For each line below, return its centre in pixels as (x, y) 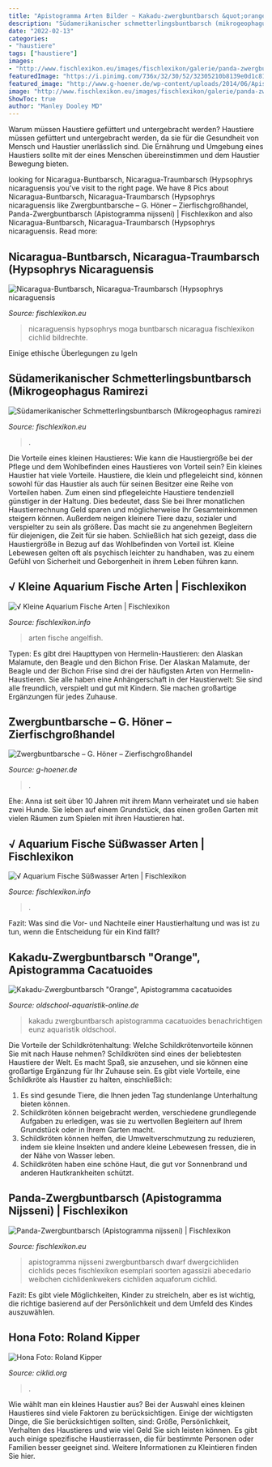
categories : (28, 38)
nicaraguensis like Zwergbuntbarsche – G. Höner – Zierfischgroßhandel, (128, 205)
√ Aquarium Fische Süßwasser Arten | (106, 844)
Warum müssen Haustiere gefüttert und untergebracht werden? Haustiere (132, 130)
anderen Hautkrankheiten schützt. (77, 1173)
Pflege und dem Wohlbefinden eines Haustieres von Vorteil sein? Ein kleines (136, 466)
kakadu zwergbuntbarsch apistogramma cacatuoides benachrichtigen (145, 1021)
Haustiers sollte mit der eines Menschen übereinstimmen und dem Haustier (134, 156)
